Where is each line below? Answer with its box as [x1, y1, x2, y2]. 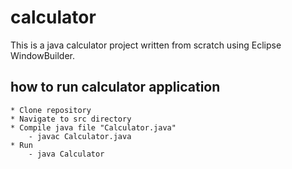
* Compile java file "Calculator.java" [10, 122, 177, 133]
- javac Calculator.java [28, 131, 132, 141]
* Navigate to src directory [10, 114, 132, 124]
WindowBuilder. [10, 49, 76, 61]
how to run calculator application [10, 79, 221, 96]
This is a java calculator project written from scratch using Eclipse [10, 39, 282, 51]
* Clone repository [10, 105, 92, 115]
